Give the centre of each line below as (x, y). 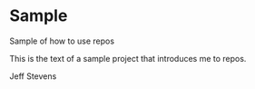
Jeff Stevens (33, 76)
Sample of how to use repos (62, 41)
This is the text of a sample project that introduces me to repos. (128, 58)
